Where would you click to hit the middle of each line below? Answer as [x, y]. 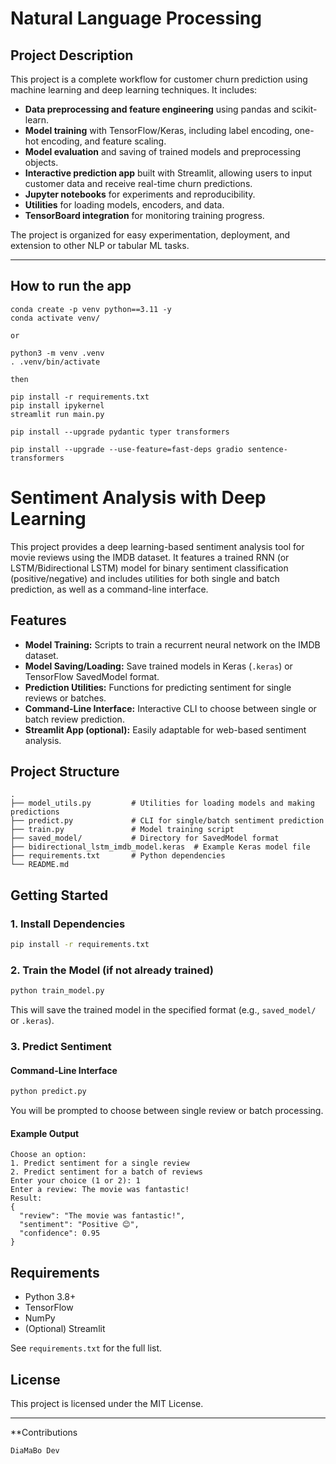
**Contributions [44, 1432]
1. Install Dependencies [68, 924]
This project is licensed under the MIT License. [107, 1403]
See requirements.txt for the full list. [86, 1348]
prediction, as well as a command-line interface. [109, 589]
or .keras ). [32, 1021]
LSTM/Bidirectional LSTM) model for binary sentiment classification [149, 568]
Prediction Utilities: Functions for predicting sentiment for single [158, 687]
